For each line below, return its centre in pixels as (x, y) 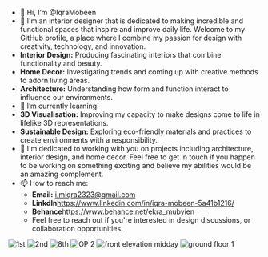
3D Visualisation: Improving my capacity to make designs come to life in (140, 114)
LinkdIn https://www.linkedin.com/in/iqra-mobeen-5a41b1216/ (133, 203)
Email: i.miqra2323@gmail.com (84, 195)
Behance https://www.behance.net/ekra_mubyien (113, 211)
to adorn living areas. (55, 80)
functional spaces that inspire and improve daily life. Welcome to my (132, 29)
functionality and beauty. (61, 63)
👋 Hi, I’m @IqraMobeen (58, 12)
